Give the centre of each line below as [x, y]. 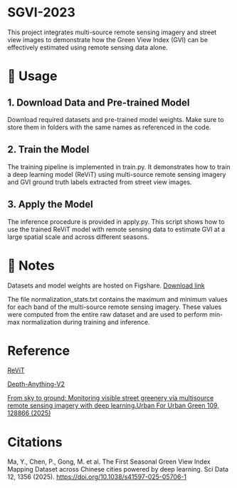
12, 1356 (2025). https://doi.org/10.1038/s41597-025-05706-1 [97, 477]
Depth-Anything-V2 [36, 384]
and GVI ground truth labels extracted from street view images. [100, 182]
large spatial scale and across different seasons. [78, 237]
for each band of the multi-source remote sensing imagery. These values [115, 307]
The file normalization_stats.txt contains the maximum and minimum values [117, 299]
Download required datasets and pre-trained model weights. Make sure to [116, 119]
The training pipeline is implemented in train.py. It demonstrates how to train [119, 167]
